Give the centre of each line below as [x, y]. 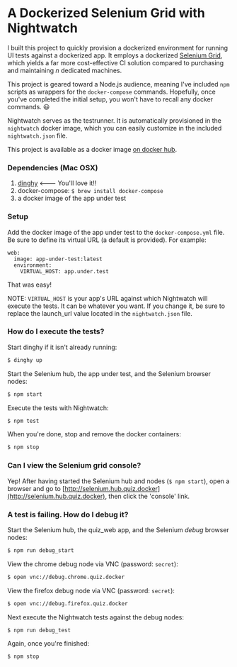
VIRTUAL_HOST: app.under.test [65, 271]
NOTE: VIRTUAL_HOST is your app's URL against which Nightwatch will [108, 298]
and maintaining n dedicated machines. [65, 70]
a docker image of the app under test [71, 198]
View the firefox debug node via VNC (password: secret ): [91, 590]
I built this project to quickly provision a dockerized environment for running [118, 48]
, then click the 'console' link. [147, 496]
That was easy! [29, 285]
